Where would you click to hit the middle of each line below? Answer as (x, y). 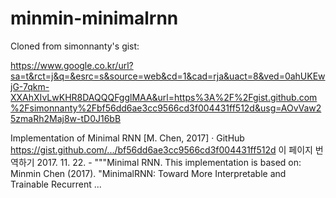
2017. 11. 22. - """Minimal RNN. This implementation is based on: (169, 162)
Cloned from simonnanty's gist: (75, 46)
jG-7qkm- (30, 86)
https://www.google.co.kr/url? (72, 65)
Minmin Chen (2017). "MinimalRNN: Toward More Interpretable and (148, 173)
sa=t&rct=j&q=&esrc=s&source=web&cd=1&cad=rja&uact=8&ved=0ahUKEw (168, 76)
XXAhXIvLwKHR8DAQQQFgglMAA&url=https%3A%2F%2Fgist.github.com (164, 97)
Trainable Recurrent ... (56, 184)
